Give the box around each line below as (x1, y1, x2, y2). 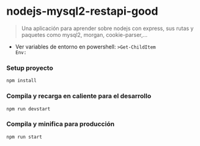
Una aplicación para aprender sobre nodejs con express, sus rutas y (21, 25, 194, 32)
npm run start (6, 134, 43, 140)
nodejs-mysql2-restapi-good (6, 4, 158, 18)
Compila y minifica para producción (6, 120, 115, 128)
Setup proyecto (6, 63, 53, 72)
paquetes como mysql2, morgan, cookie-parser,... (21, 31, 148, 38)
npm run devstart (6, 106, 51, 112)
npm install (6, 78, 37, 84)
